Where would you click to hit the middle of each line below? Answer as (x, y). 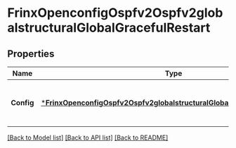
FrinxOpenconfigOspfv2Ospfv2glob (115, 13)
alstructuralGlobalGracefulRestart (109, 28)
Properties (31, 54)
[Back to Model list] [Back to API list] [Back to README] (88, 137)
